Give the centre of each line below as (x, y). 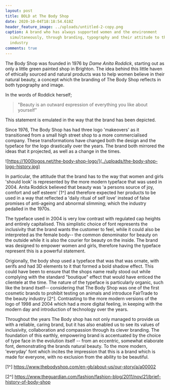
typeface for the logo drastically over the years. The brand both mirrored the (85, 146)
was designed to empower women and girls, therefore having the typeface (83, 245)
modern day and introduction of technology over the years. (67, 309)
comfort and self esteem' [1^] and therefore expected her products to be (80, 192)
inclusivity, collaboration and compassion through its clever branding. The (82, 330)
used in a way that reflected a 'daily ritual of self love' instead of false (78, 198)
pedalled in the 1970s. (28, 209)
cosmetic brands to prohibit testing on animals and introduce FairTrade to (82, 293)
